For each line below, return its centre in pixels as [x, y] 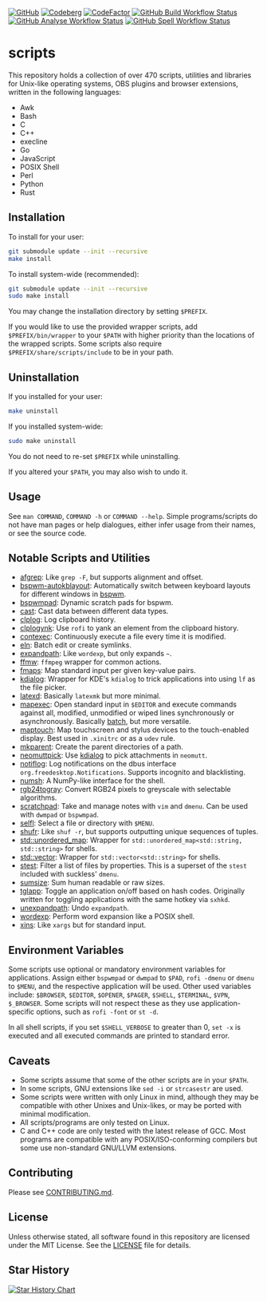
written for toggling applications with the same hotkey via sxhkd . [125, 900]
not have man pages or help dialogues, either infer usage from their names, [132, 524]
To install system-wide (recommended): [74, 274]
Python [31, 184]
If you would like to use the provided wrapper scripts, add [103, 326]
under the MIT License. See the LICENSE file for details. [100, 1245]
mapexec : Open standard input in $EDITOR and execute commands [128, 704]
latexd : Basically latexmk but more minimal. [90, 696]
